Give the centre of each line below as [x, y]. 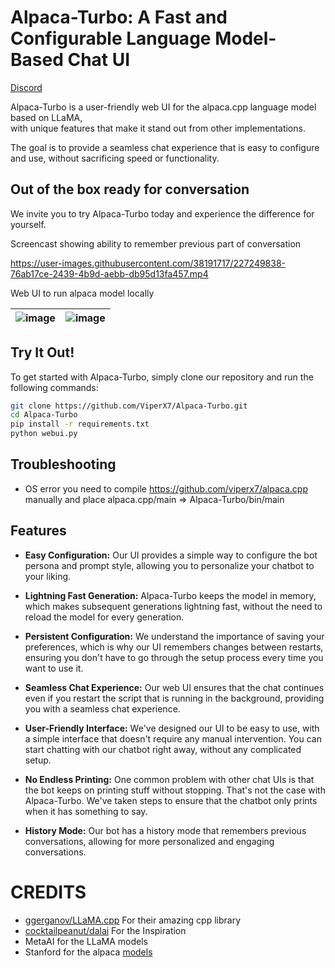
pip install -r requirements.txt [80, 424]
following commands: [54, 387]
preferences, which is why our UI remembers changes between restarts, [174, 647]
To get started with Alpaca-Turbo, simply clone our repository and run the [162, 377]
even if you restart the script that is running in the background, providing [174, 698]
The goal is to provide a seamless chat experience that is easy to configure [165, 147]
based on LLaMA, [46, 117]
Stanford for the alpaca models [88, 952]
